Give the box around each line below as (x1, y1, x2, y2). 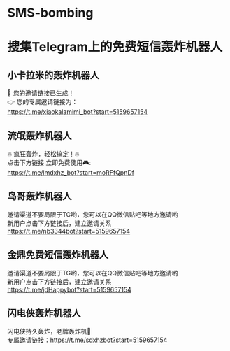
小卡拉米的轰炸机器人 (7, 69, 99, 81)
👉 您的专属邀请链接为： (7, 98, 78, 106)
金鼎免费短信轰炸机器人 (7, 249, 108, 261)
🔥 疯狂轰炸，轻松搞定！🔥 (7, 150, 80, 158)
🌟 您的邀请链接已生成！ (7, 89, 75, 97)
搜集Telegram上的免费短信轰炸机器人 (7, 39, 222, 55)
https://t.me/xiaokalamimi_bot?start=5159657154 (7, 108, 148, 116)
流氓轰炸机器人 (7, 129, 72, 141)
